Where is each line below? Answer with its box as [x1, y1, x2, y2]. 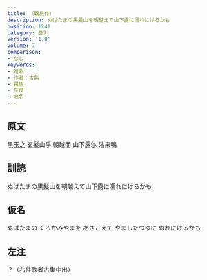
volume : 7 [7, 42, 36, 49]
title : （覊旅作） [7, 10, 55, 17]
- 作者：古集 [7, 74, 39, 81]
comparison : [7, 49, 41, 56]
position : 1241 [7, 23, 51, 30]
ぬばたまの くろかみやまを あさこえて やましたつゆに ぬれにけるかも [7, 223, 201, 232]
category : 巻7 [7, 29, 47, 37]
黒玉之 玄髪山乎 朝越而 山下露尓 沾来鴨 [7, 140, 117, 148]
